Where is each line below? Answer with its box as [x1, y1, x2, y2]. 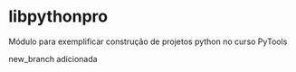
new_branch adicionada [8, 53, 98, 64]
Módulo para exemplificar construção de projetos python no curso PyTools [8, 36, 288, 47]
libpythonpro [8, 6, 109, 27]
